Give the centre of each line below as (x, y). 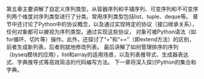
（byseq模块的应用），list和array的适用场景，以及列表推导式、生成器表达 (97, 54)
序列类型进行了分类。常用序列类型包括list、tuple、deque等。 (115, 16)
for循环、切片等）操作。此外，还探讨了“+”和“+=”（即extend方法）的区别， (100, 39)
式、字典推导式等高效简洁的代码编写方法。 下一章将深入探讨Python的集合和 (101, 62)
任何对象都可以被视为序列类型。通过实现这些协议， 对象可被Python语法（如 (101, 32)
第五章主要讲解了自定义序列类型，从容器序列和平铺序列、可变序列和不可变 (100, 9)
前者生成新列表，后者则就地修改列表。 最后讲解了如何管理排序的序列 (92, 47)
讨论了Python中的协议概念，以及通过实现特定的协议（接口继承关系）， (110, 24)
